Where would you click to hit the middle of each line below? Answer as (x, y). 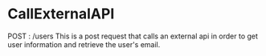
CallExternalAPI (61, 14)
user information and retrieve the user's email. (84, 44)
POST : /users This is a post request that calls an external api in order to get (133, 36)
